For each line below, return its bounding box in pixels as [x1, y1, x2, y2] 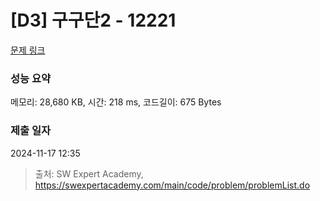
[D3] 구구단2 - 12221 [10, 9, 177, 32]
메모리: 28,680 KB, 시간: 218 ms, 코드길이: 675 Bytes [10, 96, 222, 108]
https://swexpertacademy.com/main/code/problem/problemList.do [34, 179, 311, 191]
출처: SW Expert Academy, [34, 167, 144, 180]
